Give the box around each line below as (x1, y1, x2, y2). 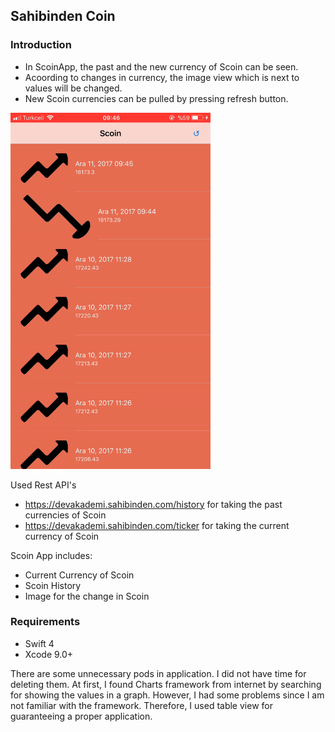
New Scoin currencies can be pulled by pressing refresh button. (24, 92, 289, 104)
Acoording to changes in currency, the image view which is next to (24, 71, 300, 83)
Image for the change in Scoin (24, 590, 150, 602)
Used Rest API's (10, 479, 77, 491)
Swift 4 (24, 637, 55, 649)
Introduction (10, 38, 72, 52)
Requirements (10, 615, 81, 629)
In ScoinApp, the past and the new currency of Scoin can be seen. (24, 60, 299, 73)
